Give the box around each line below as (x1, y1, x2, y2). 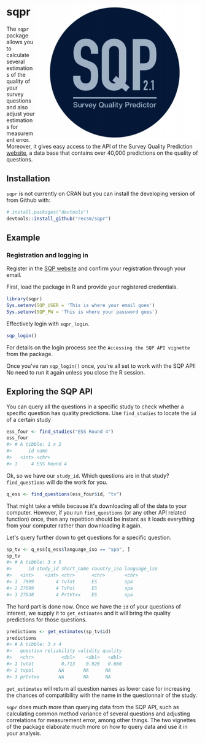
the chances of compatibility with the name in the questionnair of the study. (6, 691, 198, 699)
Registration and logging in (6, 251, 89, 259)
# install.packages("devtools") (6, 209, 89, 215)
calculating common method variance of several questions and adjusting (6, 710, 190, 717)
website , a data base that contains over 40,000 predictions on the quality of (6, 149, 198, 157)
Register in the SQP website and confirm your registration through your (6, 265, 186, 272)
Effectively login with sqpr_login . (6, 320, 90, 327)
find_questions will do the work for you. (6, 478, 107, 486)
